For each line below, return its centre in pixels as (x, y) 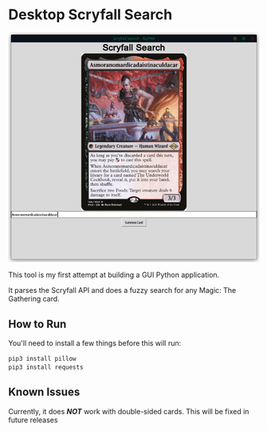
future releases (33, 420)
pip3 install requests (46, 368)
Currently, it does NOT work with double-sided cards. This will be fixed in (129, 411)
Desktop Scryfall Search (90, 15)
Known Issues (44, 392)
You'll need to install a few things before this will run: (95, 343)
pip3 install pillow (43, 359)
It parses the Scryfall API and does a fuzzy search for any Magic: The (122, 291)
